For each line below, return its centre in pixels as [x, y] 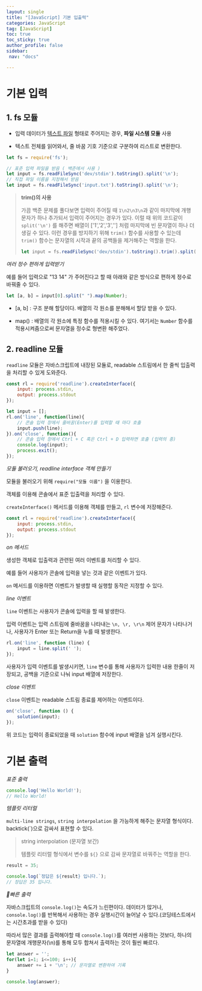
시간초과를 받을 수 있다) [40, 922]
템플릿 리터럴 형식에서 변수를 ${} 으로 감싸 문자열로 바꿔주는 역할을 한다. [106, 854]
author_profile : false [35, 46]
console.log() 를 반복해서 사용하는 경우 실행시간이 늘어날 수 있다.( [84, 914]
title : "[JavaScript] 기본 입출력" [47, 17]
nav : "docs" [24, 57]
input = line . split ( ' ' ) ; [50, 649]
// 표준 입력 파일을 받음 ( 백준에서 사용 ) [53, 168]
